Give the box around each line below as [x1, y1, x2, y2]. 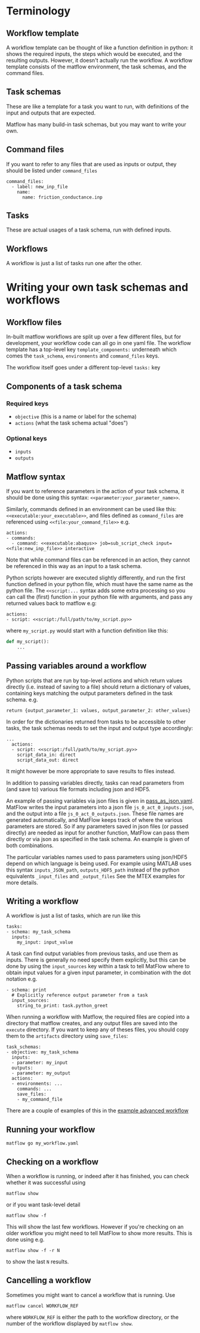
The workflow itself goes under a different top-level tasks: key [6, 364, 161, 371]
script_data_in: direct [17, 752, 76, 758]
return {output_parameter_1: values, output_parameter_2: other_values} [6, 707, 191, 713]
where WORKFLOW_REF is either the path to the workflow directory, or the [6, 1313, 179, 1320]
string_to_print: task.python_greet [17, 1003, 109, 1009]
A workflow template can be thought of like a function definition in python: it [6, 44, 193, 51]
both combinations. [6, 842, 54, 849]
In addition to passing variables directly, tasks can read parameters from [6, 779, 184, 786]
